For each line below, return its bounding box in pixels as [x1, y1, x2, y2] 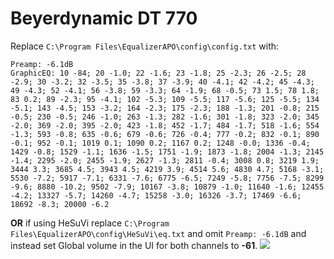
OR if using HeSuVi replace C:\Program [10, 217, 170, 229]
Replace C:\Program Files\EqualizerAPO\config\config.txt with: [10, 40, 280, 52]
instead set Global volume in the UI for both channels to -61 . [10, 239, 258, 251]
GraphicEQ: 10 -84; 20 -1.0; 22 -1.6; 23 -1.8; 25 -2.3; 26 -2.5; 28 [10, 68, 307, 78]
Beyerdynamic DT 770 [10, 7, 198, 30]
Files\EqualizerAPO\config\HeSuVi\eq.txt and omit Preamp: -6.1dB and [10, 227, 307, 239]
